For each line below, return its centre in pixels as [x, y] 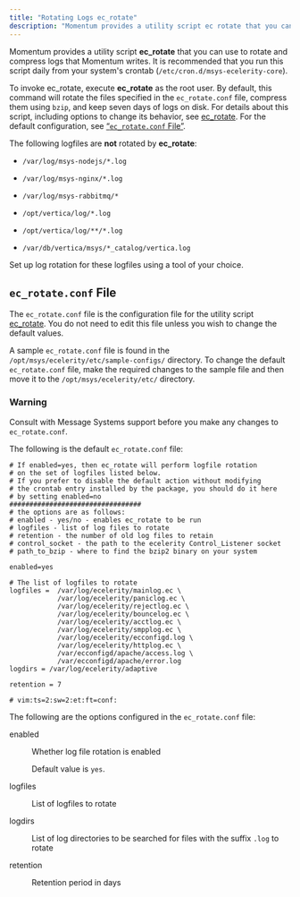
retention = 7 [36, 684]
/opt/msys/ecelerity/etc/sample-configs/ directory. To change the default [147, 360]
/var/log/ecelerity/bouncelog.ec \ [123, 614]
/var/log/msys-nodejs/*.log [74, 161]
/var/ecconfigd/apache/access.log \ [125, 653]
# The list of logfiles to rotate [74, 583]
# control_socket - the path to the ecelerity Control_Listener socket [145, 543]
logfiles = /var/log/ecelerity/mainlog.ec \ [95, 590]
